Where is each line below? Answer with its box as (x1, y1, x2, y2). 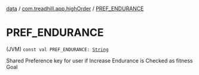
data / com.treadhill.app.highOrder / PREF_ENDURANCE (6, 5, 144, 12)
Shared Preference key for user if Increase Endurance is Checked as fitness (6, 57, 193, 64)
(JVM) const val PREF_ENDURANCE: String (6, 45, 109, 52)
